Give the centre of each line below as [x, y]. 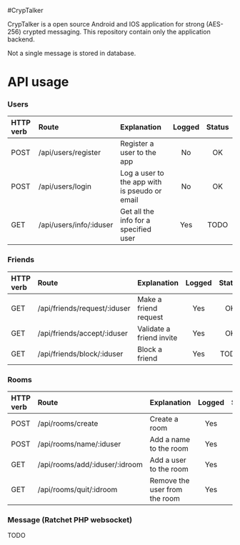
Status [217, 127]
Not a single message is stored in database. [72, 53]
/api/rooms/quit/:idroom [77, 490]
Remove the [170, 481]
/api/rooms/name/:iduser [79, 444]
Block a [150, 349]
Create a [164, 419]
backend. [21, 39]
